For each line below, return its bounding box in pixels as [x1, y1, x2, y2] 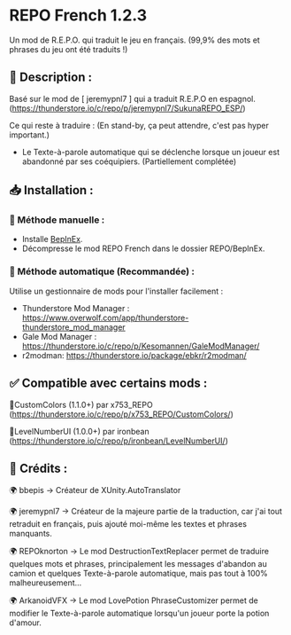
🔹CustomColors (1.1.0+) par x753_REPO [9, 399, 153, 410]
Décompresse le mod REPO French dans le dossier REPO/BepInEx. [21, 243, 265, 254]
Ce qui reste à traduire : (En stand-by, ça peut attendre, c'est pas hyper [9, 120, 270, 130]
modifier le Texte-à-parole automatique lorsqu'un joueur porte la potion [9, 608, 270, 619]
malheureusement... [9, 577, 82, 588]
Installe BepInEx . [21, 234, 83, 245]
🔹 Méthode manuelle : [9, 214, 105, 226]
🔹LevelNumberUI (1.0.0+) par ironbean [9, 426, 149, 436]
